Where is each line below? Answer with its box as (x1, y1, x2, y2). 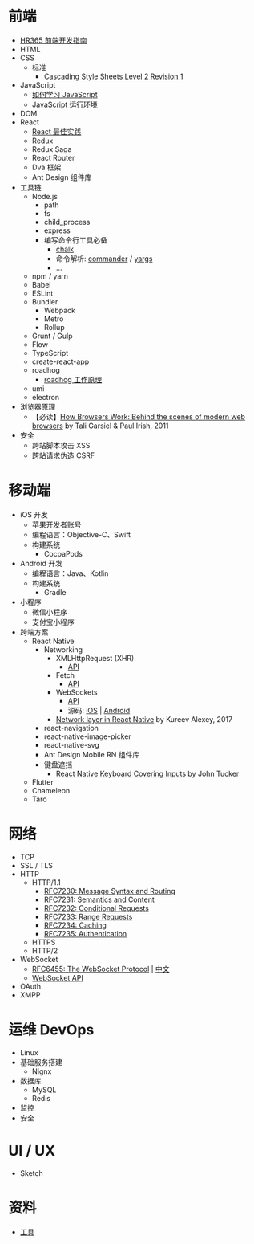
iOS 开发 (19, 509, 48, 519)
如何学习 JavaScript (31, 89, 98, 99)
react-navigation (43, 723, 99, 732)
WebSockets (55, 687, 98, 697)
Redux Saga (31, 144, 72, 153)
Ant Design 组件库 (31, 172, 92, 182)
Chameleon (31, 785, 71, 795)
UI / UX (8, 1141, 56, 1160)
